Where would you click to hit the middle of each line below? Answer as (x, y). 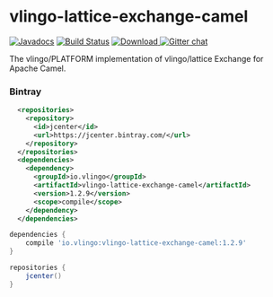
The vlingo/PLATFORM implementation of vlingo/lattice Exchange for (136, 58)
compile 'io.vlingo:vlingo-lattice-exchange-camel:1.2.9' (136, 243)
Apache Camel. (38, 68)
